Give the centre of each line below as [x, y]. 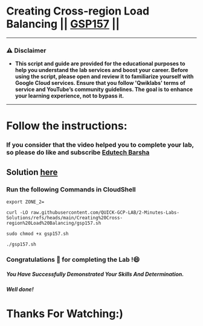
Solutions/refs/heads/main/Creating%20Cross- [64, 218]
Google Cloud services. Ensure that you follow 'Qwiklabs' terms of [100, 83]
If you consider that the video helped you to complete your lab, [100, 145]
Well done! [20, 289]
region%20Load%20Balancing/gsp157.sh [54, 223]
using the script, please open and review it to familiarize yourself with [104, 76]
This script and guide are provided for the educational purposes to [100, 64]
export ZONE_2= [25, 202]
